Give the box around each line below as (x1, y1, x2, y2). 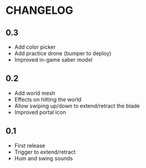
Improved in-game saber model (14, 56, 93, 63)
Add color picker (14, 43, 56, 50)
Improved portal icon (14, 109, 67, 116)
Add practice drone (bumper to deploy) (14, 50, 112, 57)
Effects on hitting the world (14, 95, 82, 103)
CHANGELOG (5, 4, 73, 17)
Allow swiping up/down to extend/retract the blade (14, 102, 141, 109)
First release (14, 142, 46, 149)
